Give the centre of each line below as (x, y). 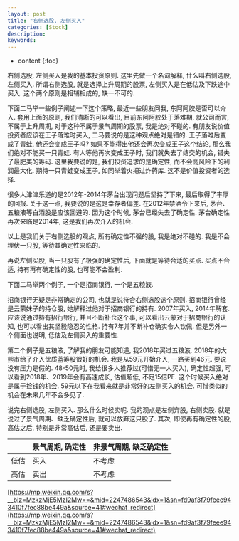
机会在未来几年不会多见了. (46, 395)
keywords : (22, 41)
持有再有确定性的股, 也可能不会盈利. (69, 269)
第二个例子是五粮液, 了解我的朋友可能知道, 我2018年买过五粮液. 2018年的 (114, 350)
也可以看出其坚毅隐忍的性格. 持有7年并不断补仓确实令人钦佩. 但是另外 (119, 326)
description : (27, 34)
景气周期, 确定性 (59, 447)
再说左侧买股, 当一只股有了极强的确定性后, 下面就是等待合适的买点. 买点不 (116, 261)
